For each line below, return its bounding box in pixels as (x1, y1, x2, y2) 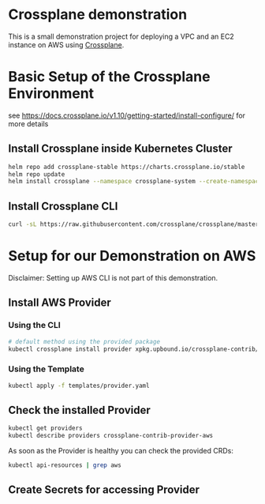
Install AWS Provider (8, 296, 112, 310)
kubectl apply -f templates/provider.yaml (8, 382, 150, 389)
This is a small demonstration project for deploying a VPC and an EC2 (8, 32, 234, 41)
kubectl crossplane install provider (8, 345, 132, 353)
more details (8, 118, 49, 128)
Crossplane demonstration (8, 6, 188, 24)
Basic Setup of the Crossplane (8, 68, 211, 86)
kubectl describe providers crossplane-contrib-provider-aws (8, 432, 214, 440)
